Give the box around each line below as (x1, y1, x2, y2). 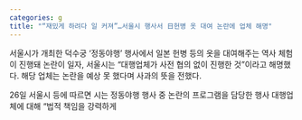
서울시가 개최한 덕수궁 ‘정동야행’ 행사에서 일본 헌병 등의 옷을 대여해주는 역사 (9, 47, 277, 59)
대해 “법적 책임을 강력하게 (25, 100, 118, 111)
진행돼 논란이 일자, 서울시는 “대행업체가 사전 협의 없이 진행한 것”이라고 (18, 59, 268, 69)
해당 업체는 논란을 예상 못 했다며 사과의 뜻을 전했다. (21, 69, 202, 81)
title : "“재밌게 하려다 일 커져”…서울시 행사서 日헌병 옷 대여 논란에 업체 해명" (9, 22, 273, 31)
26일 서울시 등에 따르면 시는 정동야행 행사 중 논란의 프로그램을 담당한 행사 (9, 89, 269, 100)
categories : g (9, 13, 63, 23)
